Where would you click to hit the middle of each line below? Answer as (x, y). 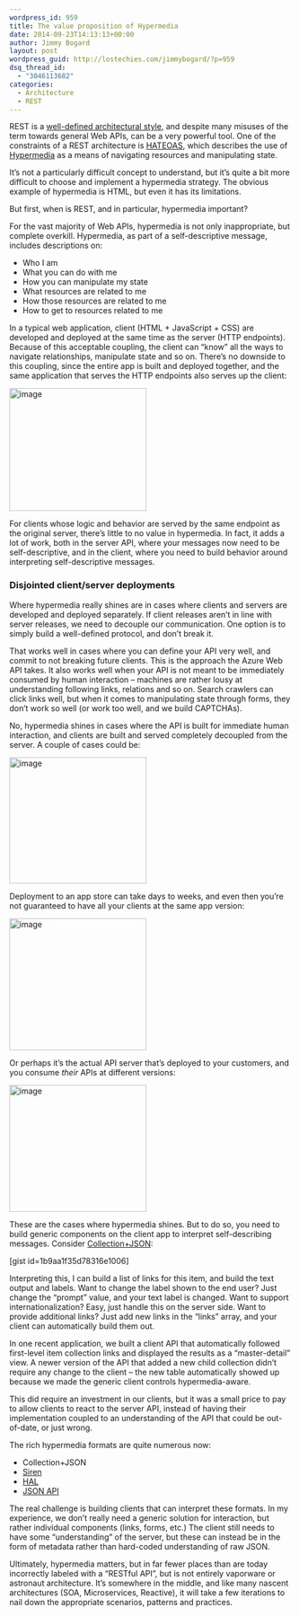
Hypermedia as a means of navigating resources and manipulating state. (144, 155)
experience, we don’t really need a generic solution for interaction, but (139, 1517)
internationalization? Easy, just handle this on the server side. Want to (138, 1306)
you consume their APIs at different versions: (92, 1072)
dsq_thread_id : (38, 68)
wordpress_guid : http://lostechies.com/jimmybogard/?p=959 (122, 59)
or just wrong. (66, 1427)
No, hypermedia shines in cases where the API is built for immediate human (149, 725)
